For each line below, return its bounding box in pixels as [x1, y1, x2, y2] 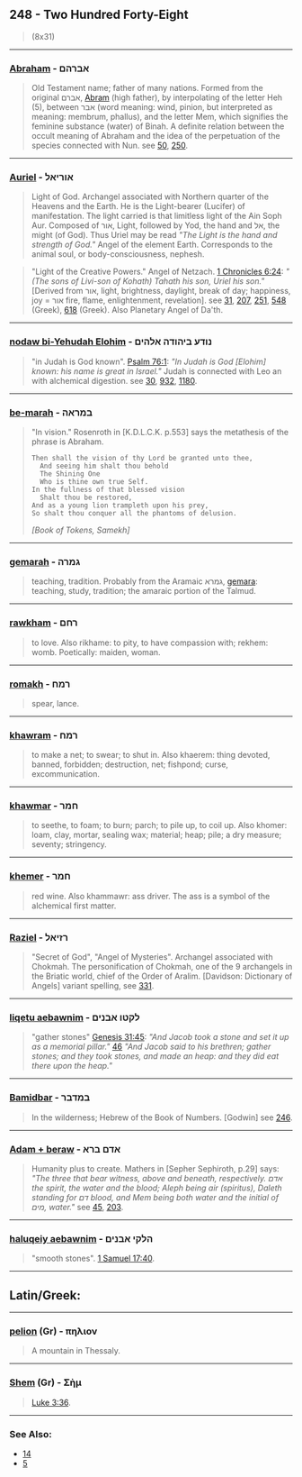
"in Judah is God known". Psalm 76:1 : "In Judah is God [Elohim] [31, 356, 267, 367]
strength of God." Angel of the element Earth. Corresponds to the [31, 239, 273, 251]
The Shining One [40, 470, 101, 479]
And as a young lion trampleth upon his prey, [31, 501, 209, 510]
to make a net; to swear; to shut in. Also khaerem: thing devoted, [31, 750, 271, 761]
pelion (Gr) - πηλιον [9, 1325, 98, 1337]
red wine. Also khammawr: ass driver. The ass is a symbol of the [31, 890, 271, 901]
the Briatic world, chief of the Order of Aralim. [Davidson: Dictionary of [31, 971, 293, 981]
